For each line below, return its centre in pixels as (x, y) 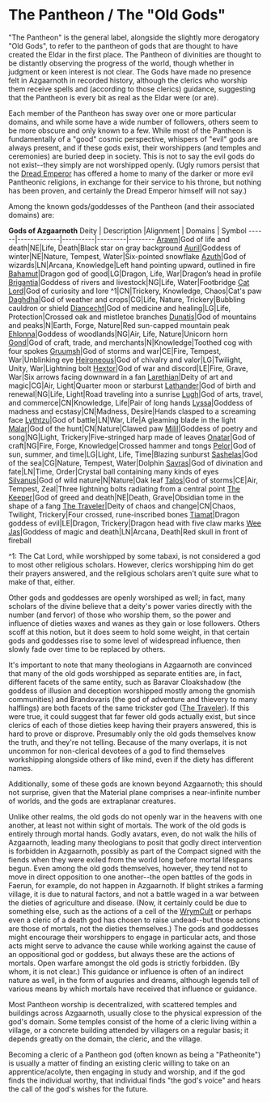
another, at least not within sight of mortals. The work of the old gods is (127, 825)
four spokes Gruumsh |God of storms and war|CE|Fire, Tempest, (115, 351)
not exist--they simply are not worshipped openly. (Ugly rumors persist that (134, 164)
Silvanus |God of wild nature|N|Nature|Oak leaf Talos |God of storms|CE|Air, (133, 480)
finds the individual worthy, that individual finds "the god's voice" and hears (135, 1080)
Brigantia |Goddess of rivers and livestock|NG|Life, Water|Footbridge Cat (129, 282)
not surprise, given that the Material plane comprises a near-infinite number (135, 792)
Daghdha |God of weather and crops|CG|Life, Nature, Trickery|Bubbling (127, 299)
